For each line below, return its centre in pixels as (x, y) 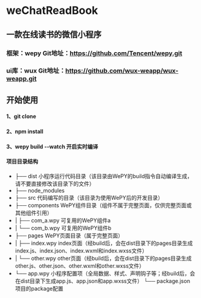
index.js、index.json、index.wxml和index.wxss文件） (81, 250)
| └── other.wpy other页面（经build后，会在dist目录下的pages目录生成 (103, 258)
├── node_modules (40, 190)
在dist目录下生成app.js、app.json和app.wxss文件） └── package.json (102, 281)
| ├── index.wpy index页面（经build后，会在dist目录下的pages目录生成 (104, 243)
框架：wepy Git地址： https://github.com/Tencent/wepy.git (94, 53)
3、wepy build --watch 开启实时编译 (52, 147)
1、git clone (21, 116)
